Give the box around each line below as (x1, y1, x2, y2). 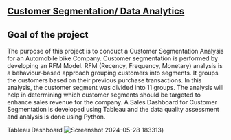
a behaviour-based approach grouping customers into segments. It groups (7, 69, 219, 78)
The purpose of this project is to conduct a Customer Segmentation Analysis (7, 47, 224, 56)
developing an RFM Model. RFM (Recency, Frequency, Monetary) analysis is (7, 62, 223, 70)
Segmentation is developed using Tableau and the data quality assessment (7, 106, 220, 114)
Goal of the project (7, 29, 89, 40)
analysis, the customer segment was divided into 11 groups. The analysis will (7, 84, 224, 92)
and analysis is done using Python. (7, 113, 106, 121)
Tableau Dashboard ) (7, 126, 164, 135)
